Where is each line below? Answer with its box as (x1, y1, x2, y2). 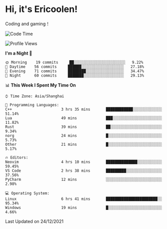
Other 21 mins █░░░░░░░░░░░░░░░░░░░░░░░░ (5, 142, 162, 147)
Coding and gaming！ (5, 21, 50, 27)
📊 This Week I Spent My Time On (5, 82, 76, 88)
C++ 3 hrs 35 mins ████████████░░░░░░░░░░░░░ (5, 107, 162, 112)
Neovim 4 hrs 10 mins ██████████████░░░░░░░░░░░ (5, 159, 162, 164)
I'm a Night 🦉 (5, 50, 32, 56)
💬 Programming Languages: (5, 102, 59, 107)
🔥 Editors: (5, 155, 28, 160)
